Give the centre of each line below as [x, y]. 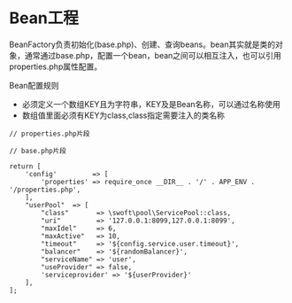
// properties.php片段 [50, 134]
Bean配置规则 [34, 85]
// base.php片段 [38, 151]
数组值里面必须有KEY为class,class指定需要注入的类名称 [123, 115]
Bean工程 [44, 18]
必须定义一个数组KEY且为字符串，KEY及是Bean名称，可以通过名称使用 [151, 104]
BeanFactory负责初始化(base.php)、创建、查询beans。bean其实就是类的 [142, 44]
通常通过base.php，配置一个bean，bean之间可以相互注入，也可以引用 [153, 55]
